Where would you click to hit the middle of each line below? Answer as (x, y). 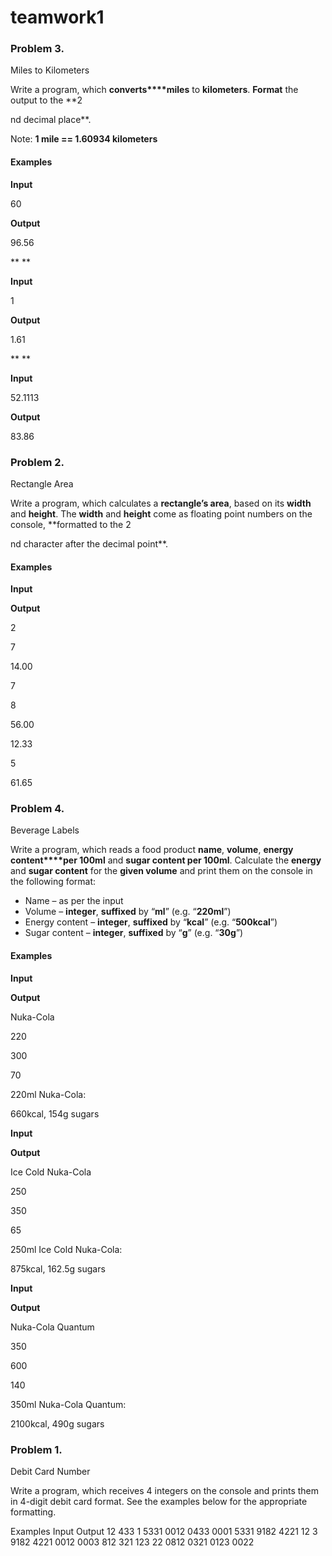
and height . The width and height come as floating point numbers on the (161, 513)
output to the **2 (46, 100)
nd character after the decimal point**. (89, 543)
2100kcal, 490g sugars (57, 1423)
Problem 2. (37, 462)
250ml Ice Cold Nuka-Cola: (66, 1249)
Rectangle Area (42, 483)
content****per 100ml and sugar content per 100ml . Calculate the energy (166, 860)
